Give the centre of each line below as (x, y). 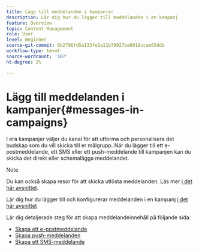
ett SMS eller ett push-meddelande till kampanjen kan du (121, 152)
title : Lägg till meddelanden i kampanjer (60, 12)
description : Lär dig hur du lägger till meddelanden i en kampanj (92, 17)
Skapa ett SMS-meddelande (50, 242)
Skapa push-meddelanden (48, 235)
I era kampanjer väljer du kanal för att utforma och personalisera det (90, 139)
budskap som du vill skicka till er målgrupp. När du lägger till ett (85, 145)
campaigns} (37, 122)
